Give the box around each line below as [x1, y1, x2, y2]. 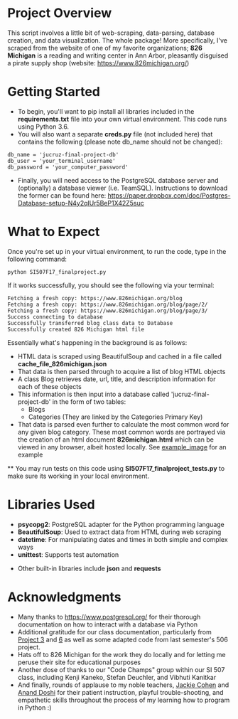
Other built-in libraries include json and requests [17, 564, 161, 572]
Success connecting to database [7, 313, 103, 321]
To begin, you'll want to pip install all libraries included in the [17, 107, 195, 115]
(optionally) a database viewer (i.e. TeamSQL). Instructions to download [17, 183, 228, 192]
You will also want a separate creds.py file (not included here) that [17, 129, 213, 138]
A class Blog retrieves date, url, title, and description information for [17, 375, 216, 383]
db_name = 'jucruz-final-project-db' [7, 151, 119, 158]
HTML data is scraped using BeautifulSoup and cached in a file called [17, 352, 222, 361]
